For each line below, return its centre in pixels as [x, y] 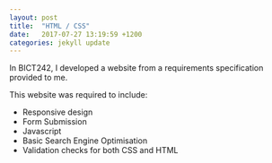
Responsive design [57, 112]
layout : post [34, 17]
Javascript [42, 132]
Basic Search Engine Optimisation [85, 141]
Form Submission [54, 122]
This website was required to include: [79, 95]
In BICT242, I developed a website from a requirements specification [136, 68]
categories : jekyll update [60, 43]
